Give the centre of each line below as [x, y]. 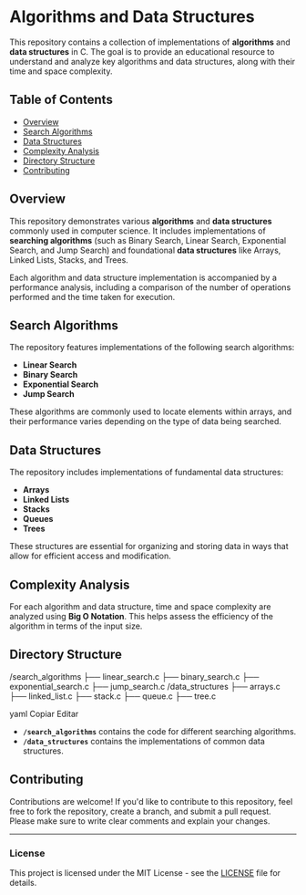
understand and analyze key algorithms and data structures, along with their [153, 61]
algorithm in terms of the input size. [76, 626]
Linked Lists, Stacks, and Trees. [69, 260]
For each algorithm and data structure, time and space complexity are [140, 607]
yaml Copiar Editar [44, 713]
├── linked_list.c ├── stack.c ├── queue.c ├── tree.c [113, 696]
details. [23, 882]
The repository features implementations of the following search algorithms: [152, 348]
